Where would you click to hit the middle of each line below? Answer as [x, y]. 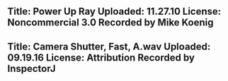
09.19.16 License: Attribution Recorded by [101, 57]
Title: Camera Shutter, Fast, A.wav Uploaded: [109, 46]
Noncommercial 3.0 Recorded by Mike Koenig [110, 23]
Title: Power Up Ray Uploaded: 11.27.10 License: [114, 12]
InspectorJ [32, 69]
